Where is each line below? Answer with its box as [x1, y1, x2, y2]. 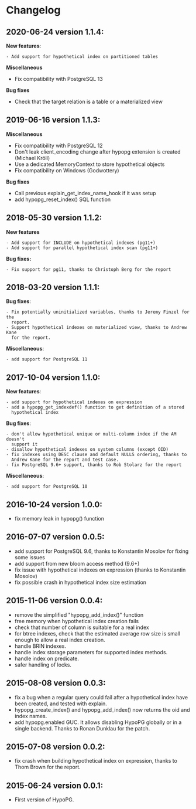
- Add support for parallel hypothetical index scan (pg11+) [6, 244, 159, 251]
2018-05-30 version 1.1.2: [6, 213, 102, 223]
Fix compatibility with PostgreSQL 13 [14, 76, 104, 82]
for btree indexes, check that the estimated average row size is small [14, 630, 180, 637]
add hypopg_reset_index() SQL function [14, 196, 111, 203]
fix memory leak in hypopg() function [14, 515, 104, 522]
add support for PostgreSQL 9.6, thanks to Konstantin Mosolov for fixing [14, 548, 189, 555]
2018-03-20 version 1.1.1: [6, 283, 100, 293]
